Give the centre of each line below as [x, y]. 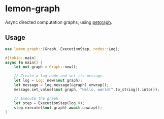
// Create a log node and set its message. [59, 76]
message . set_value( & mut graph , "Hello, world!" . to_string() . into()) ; [87, 89]
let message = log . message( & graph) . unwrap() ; [62, 85]
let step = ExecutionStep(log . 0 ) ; [49, 103]
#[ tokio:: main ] [21, 58]
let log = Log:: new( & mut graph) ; [48, 81]
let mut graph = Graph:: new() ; [46, 67]
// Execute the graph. [37, 98]
